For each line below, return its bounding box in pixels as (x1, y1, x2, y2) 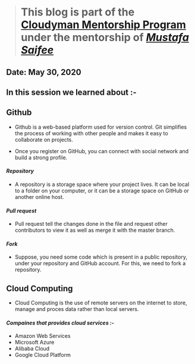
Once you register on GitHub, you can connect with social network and (14, 147, 189, 154)
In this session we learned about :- (6, 87, 137, 97)
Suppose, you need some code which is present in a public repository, (14, 253, 187, 261)
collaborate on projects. (14, 136, 73, 143)
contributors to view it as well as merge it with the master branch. (14, 226, 175, 234)
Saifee (20, 43, 54, 57)
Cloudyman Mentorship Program (20, 18, 186, 32)
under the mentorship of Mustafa (20, 31, 189, 44)
